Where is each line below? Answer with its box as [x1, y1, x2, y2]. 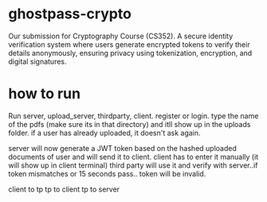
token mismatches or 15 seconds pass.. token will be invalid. [8, 168, 206, 178]
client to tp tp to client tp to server [8, 184, 120, 194]
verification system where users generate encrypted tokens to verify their [8, 39, 250, 49]
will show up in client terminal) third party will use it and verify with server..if [8, 160, 258, 170]
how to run [8, 85, 81, 103]
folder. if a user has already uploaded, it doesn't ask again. [8, 128, 201, 137]
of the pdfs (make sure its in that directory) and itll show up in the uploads [8, 119, 251, 129]
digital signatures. [8, 57, 67, 66]
